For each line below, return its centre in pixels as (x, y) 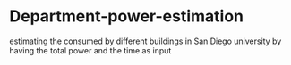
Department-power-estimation (127, 16)
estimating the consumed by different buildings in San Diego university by (145, 41)
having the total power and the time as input (90, 50)
